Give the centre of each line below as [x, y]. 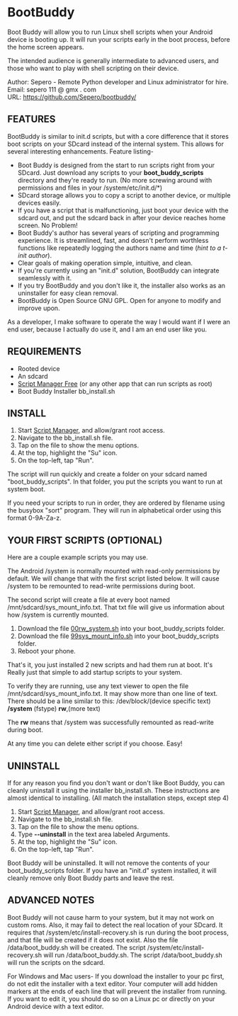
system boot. [27, 489]
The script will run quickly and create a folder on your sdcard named [107, 474]
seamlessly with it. [45, 278]
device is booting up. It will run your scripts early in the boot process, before [119, 39]
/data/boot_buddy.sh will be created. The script [77, 947]
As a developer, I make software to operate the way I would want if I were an [119, 321]
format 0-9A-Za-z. [34, 518]
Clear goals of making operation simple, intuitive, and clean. [105, 263]
